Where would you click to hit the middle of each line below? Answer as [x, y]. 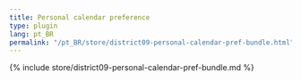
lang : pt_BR [31, 34]
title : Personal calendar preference [80, 17]
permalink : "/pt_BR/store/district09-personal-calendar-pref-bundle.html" [152, 42]
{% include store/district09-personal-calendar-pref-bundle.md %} [132, 68]
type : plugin [34, 26]
